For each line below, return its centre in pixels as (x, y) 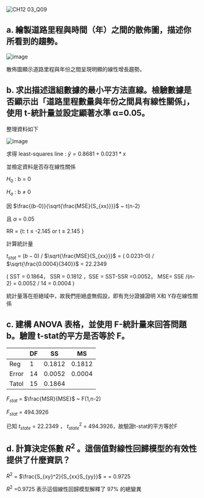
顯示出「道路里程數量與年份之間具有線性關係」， (104, 101)
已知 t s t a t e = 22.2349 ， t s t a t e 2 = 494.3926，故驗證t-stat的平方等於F (92, 426)
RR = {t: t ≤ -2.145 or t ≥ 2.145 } (45, 231)
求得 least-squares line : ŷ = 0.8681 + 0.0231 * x (66, 154)
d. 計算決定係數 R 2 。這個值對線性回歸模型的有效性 (102, 448)
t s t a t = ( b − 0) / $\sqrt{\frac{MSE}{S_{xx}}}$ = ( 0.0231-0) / (80, 257)
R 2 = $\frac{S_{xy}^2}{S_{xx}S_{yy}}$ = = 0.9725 (69, 475)
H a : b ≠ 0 (19, 193)
